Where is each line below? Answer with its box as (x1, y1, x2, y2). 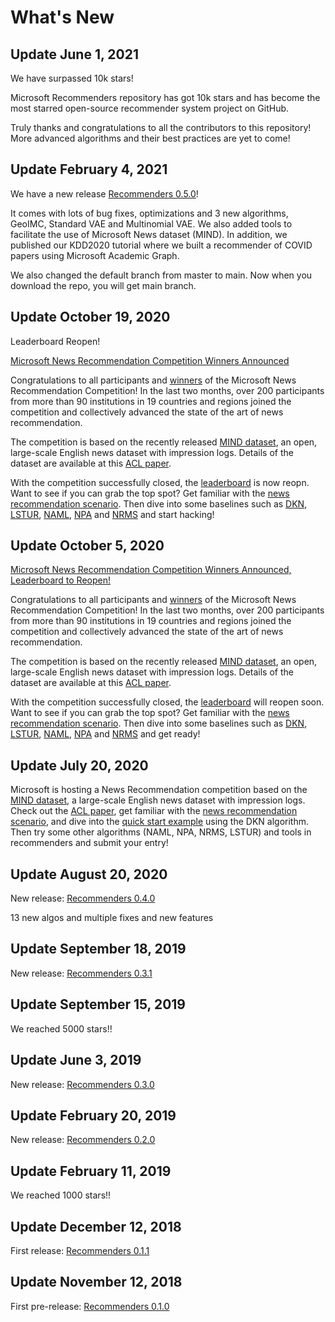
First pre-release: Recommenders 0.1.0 (10, 1300, 170, 1312)
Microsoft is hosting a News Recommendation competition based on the (10, 784, 308, 796)
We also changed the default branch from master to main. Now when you (10, 269, 313, 281)
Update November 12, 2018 (10, 1274, 183, 1291)
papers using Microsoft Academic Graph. (10, 249, 180, 261)
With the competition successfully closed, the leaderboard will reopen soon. (10, 696, 325, 708)
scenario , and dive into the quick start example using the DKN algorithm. (10, 816, 309, 828)
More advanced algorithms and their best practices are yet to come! (10, 132, 291, 144)
